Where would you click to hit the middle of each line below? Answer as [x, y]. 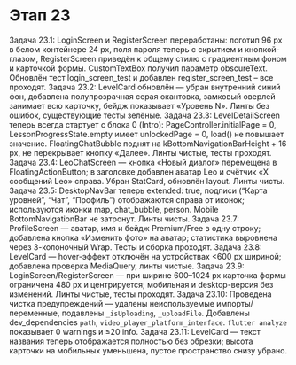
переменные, [35, 313]
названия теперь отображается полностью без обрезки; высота [131, 341]
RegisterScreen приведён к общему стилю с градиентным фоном [164, 58]
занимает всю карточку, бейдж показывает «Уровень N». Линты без [140, 105]
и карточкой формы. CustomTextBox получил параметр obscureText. [139, 68]
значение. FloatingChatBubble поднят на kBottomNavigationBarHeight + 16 [148, 144]
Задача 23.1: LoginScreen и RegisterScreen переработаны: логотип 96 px [146, 40]
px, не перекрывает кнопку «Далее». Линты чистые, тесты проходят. [140, 152]
